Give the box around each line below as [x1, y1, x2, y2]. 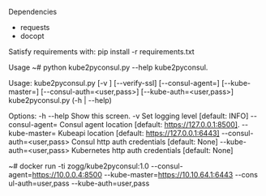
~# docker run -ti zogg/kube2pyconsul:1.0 [8, 161, 150, 171]
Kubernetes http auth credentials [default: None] [71, 146, 234, 155]
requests [19, 23, 50, 32]
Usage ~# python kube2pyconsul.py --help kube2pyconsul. [8, 62, 208, 72]
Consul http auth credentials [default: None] [71, 137, 219, 147]
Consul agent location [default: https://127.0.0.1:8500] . [59, 120, 240, 129]
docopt [19, 32, 45, 40]
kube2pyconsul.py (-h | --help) [8, 96, 112, 104]
